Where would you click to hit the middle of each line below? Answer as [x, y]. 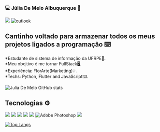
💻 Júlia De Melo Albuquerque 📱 [43, 8]
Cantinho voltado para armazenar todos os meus [80, 36]
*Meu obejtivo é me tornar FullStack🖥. [43, 64]
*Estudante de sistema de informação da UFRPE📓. [55, 59]
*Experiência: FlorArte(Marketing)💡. [41, 71]
